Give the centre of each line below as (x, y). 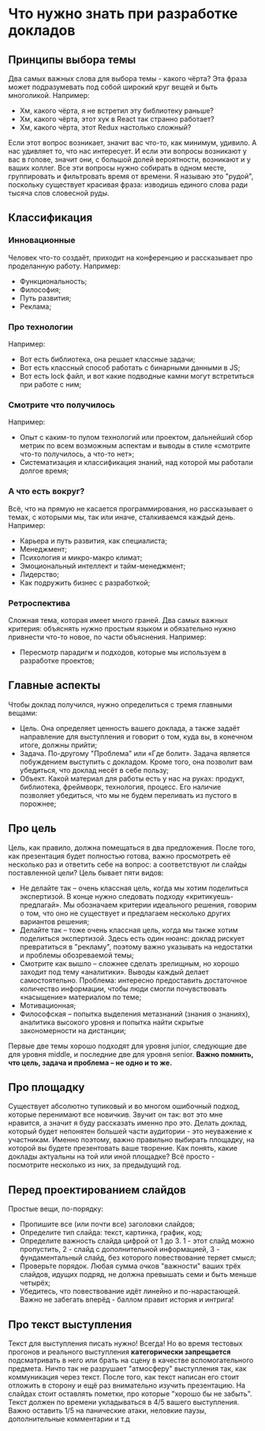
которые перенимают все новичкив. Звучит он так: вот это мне (116, 1114)
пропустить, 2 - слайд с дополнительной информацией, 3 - (119, 1249)
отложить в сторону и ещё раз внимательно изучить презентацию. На (127, 1385)
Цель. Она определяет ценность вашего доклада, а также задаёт (130, 728)
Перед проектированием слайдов (97, 1190)
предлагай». (40, 905)
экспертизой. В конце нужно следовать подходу (102, 896)
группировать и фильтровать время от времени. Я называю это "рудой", (131, 176)
